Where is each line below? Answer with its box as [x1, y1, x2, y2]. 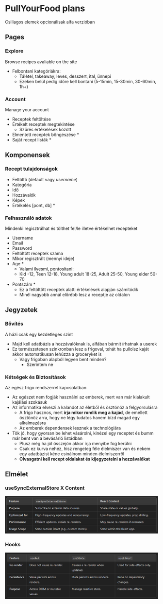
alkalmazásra [19, 420, 46, 426]
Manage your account [5, 106, 49, 112]
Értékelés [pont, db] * [12, 202, 55, 208]
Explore [5, 48, 24, 54]
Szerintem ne [26, 362, 53, 367]
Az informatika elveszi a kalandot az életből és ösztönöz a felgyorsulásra [12, 404, 158, 410]
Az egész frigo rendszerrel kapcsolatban [5, 384, 86, 390]
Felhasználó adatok [5, 214, 52, 221]
